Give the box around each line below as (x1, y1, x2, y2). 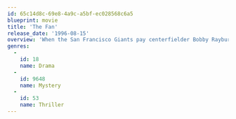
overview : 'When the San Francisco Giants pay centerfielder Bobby (7, 36, 209, 43)
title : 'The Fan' (7, 23, 58, 30)
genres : (7, 43, 30, 50)
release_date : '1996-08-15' (7, 29, 90, 37)
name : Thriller (20, 101, 65, 108)
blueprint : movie (7, 17, 58, 24)
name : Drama (20, 62, 55, 69)
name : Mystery (20, 82, 61, 89)
